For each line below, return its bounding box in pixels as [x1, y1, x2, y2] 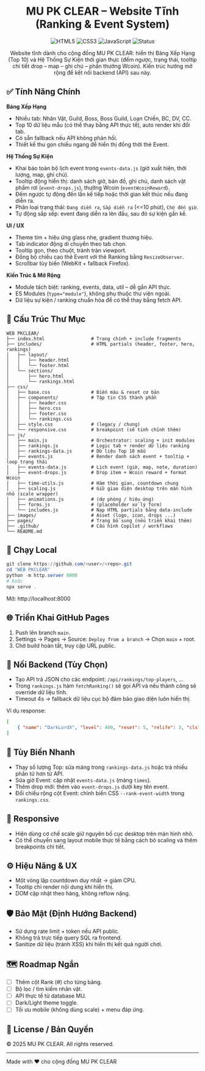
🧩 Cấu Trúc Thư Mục [6, 314, 86, 325]
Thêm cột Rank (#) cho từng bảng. [15, 979, 103, 986]
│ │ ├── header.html [6, 357, 70, 363]
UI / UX [6, 221, 24, 229]
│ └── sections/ [6, 368, 53, 374]
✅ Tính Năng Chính [6, 87, 81, 97]
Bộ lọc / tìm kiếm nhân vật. [15, 985, 82, 993]
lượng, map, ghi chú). [15, 171, 69, 178]
